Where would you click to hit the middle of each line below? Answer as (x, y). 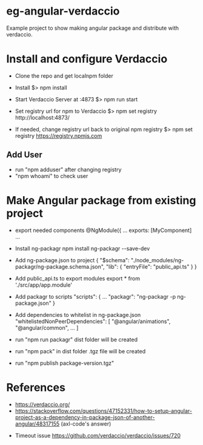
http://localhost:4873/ (42, 117)
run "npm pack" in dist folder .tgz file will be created (80, 351)
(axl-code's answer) (86, 424)
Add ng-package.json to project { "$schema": (72, 260)
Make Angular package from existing (101, 200)
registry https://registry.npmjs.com (58, 135)
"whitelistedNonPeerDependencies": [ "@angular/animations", (93, 321)
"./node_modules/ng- (157, 260)
